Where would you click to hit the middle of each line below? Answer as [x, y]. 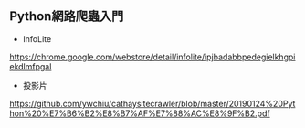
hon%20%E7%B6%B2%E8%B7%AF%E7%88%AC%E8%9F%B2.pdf [140, 113]
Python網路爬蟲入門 [67, 16]
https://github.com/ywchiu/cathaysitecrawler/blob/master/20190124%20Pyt [152, 103]
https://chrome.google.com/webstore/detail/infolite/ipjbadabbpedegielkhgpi [152, 57]
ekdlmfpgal [31, 66]
